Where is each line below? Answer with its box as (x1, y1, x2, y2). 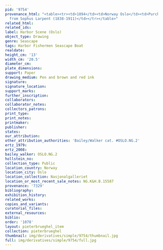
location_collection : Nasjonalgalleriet (5, 175, 88, 179)
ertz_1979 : (5, 143, 27, 148)
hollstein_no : (5, 156, 34, 161)
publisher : (5, 125, 27, 129)
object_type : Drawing (5, 35, 49, 39)
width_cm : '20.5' (5, 57, 40, 62)
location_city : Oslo (5, 170, 47, 175)
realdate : (5, 48, 25, 53)
